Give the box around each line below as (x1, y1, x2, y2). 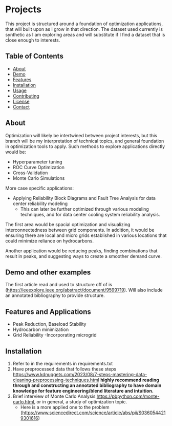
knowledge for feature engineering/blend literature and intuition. (12, 388, 154, 394)
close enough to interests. (5, 37, 60, 43)
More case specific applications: (5, 185, 74, 191)
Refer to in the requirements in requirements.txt (12, 361, 113, 366)
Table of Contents (5, 52, 64, 61)
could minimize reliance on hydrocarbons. (5, 237, 94, 244)
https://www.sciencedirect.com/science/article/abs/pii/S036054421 (22, 410, 166, 416)
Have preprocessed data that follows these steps (12, 366, 117, 372)
